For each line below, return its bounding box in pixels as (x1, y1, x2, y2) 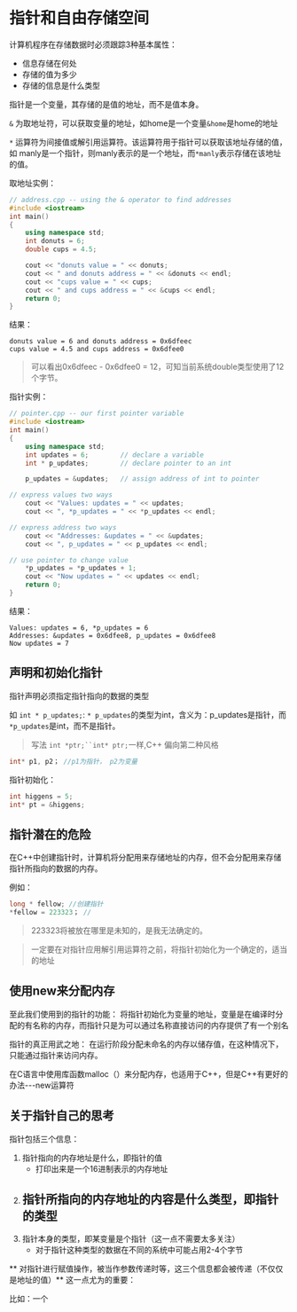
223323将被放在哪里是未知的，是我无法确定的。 (30, 924, 208, 936)
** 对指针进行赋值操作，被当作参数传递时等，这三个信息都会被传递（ (9, 1263, 260, 1274)
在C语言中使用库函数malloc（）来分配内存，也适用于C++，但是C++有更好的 (9, 1068, 289, 1079)
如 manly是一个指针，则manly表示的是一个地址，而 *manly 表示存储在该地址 (9, 147, 282, 158)
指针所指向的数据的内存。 (9, 863, 103, 874)
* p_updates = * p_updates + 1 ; (25, 564, 137, 573)
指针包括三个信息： (9, 1133, 80, 1144)
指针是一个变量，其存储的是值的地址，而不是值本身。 (9, 98, 204, 109)
